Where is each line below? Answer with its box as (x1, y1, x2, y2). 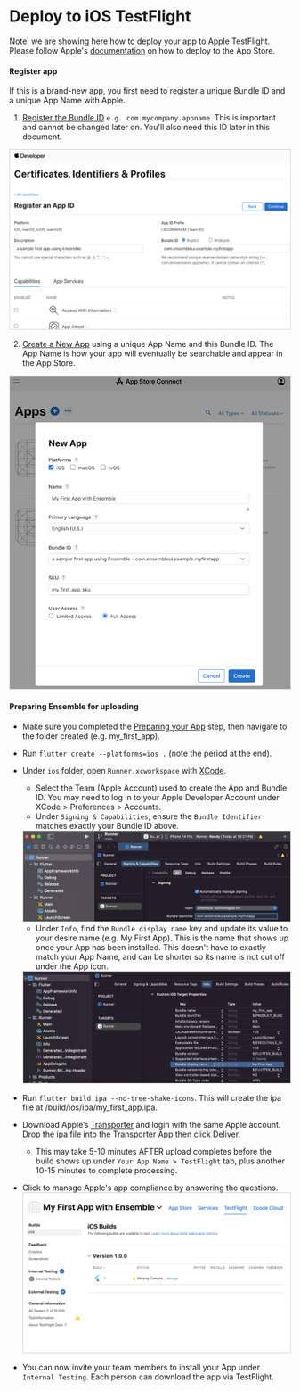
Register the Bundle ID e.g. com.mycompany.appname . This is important (21, 112, 276, 123)
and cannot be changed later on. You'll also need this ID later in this (21, 122, 270, 133)
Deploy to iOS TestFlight (9, 6, 191, 27)
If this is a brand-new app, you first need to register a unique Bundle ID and (9, 86, 286, 96)
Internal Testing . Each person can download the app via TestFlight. (21, 1371, 274, 1382)
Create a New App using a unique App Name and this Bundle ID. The (21, 338, 274, 349)
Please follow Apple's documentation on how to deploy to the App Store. (9, 45, 276, 55)
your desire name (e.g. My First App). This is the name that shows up (35, 932, 289, 943)
